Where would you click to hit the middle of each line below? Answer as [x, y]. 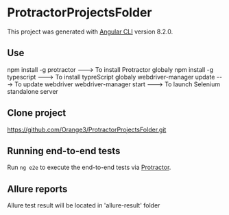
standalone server [33, 91]
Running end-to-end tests [64, 151]
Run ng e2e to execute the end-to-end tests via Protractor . [89, 167]
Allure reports [37, 189]
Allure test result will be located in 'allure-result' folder [84, 205]
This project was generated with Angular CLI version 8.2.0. [90, 31]
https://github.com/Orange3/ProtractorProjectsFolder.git [87, 129]
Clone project [37, 113]
